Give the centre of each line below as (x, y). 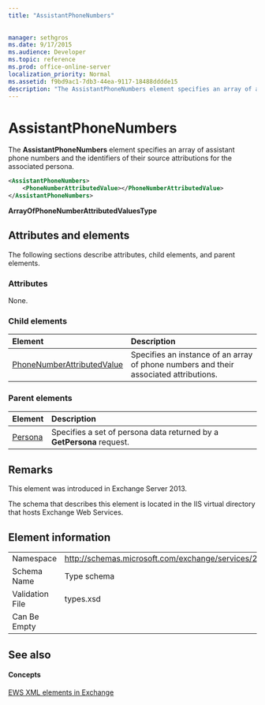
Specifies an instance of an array (192, 354)
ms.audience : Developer (47, 52)
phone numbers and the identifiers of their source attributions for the (120, 158)
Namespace (35, 559)
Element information (60, 537)
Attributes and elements (69, 236)
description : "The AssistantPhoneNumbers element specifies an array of (130, 89)
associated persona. (41, 167)
